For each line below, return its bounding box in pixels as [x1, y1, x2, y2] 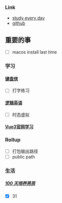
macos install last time [12, 49, 57, 55]
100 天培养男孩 [5, 180, 36, 186]
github [12, 20, 25, 26]
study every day [12, 15, 45, 21]
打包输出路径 [12, 148, 38, 154]
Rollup [5, 137, 21, 144]
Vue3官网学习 [5, 124, 34, 130]
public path [12, 154, 35, 160]
